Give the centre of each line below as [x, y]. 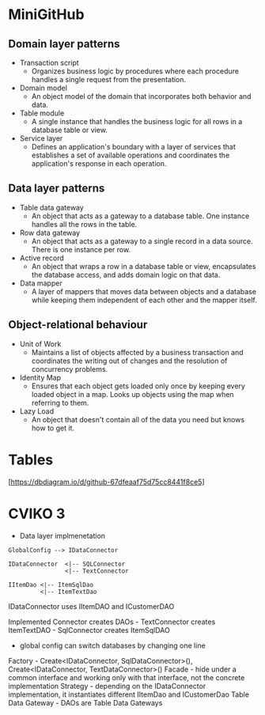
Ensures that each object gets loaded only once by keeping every [138, 386]
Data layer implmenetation [62, 535]
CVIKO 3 [37, 514]
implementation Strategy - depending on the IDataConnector [107, 686]
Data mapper [41, 283]
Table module [42, 113]
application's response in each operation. [99, 163]
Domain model [43, 88]
